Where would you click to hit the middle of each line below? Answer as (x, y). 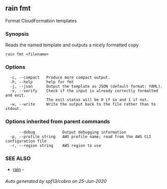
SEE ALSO (18, 158)
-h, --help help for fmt (42, 82)
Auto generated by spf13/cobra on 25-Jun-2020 (56, 181)
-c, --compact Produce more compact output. (60, 78)
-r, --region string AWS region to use (55, 145)
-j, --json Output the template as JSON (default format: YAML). (86, 87)
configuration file (26, 141)
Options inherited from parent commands (58, 122)
